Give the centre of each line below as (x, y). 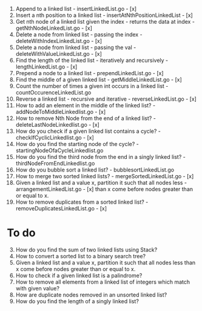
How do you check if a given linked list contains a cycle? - (88, 131)
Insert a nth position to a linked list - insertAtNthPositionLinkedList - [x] (104, 15)
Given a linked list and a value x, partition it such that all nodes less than (106, 263)
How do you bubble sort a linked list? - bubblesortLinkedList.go (95, 170)
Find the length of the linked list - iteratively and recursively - (92, 60)
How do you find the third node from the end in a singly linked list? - (100, 157)
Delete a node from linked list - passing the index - (79, 35)
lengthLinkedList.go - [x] (46, 67)
